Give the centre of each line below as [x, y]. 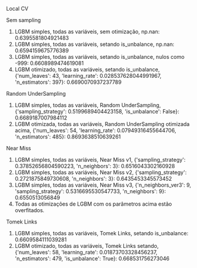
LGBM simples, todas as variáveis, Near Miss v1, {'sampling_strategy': [100, 160]
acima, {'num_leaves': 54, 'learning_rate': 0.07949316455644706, [95, 130]
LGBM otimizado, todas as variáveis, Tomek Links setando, [87, 246]
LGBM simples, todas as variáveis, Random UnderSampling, [88, 105]
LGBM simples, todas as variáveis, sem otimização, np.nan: [87, 31]
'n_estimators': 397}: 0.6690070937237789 [68, 82]
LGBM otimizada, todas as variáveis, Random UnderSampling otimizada [102, 124]
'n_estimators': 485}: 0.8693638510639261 [68, 137]
